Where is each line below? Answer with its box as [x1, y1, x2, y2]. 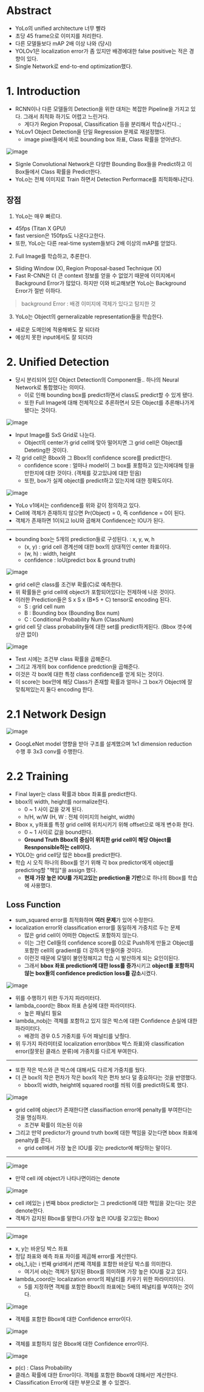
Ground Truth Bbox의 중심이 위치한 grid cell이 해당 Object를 [24, 836, 172, 843]
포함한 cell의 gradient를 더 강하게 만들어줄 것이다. [24, 947, 143, 954]
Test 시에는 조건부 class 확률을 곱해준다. [15, 655, 112, 662]
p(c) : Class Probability [15, 1364, 72, 1371]
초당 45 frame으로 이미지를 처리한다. [15, 32, 103, 40]
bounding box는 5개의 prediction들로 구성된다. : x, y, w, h [15, 535, 155, 542]
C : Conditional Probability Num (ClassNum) [24, 615, 134, 623]
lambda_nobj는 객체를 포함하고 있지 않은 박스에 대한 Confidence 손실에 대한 [15, 1017, 198, 1024]
